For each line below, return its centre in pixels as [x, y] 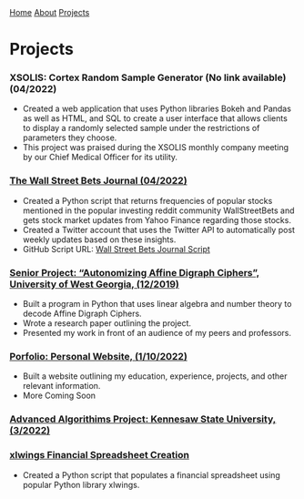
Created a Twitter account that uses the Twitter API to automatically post [159, 229]
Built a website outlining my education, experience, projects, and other [155, 376]
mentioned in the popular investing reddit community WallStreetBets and [158, 210]
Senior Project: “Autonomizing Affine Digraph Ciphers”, [135, 272]
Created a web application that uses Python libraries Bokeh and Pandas [157, 109]
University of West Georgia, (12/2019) [95, 284]
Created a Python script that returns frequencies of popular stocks [147, 200]
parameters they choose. [70, 137]
